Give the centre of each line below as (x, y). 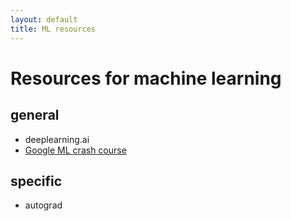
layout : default (44, 19)
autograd (43, 205)
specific (36, 181)
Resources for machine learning (146, 78)
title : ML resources (53, 29)
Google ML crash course (75, 150)
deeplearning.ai (57, 139)
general (35, 115)
